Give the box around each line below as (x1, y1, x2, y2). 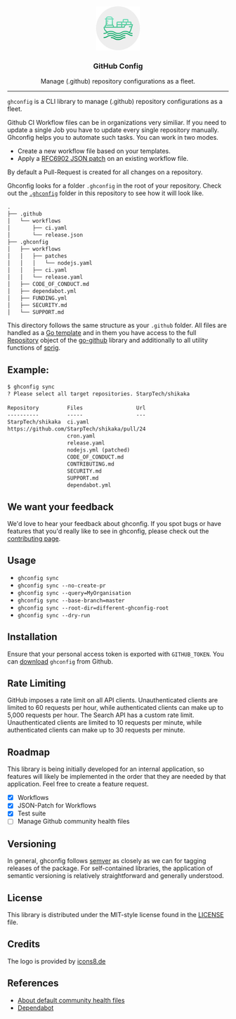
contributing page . (7, 534, 61, 543)
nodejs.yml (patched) (67, 447, 131, 454)
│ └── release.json (7, 232, 83, 239)
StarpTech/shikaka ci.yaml (7, 419, 90, 426)
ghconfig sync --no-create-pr (17, 582, 107, 589)
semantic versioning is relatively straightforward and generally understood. (7, 872, 225, 880)
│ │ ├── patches (7, 253, 68, 260)
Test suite (17, 809, 46, 817)
